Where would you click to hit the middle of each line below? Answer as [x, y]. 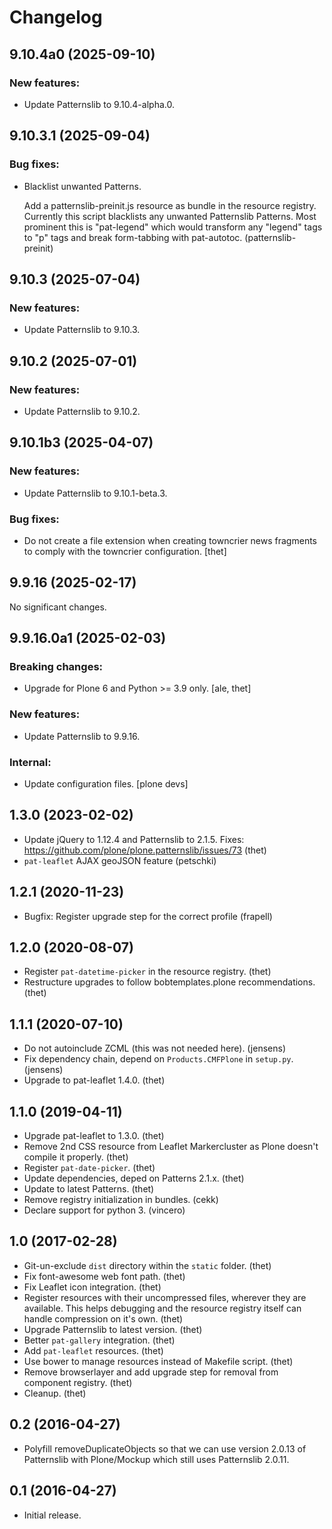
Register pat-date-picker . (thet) [89, 1168]
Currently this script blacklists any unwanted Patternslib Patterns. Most [170, 216]
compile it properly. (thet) [76, 1157]
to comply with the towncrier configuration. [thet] [125, 551]
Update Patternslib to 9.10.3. [82, 330]
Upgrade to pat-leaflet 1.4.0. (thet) [94, 1080]
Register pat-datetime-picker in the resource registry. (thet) [147, 972]
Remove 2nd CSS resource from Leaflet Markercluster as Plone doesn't [171, 1147]
